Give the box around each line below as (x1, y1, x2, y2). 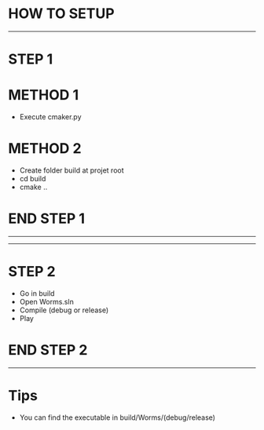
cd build (19, 174, 46, 183)
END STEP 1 (8, 210, 85, 228)
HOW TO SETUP (8, 5, 115, 23)
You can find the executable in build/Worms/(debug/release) (19, 413, 216, 422)
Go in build (19, 288, 55, 298)
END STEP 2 (8, 341, 88, 359)
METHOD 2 (8, 140, 82, 158)
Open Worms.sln (19, 297, 75, 306)
